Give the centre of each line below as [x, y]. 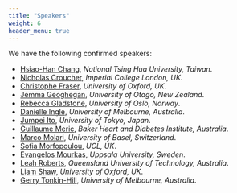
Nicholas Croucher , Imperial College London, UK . [101, 78]
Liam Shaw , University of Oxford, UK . [82, 172]
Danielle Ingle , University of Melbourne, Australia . [102, 112]
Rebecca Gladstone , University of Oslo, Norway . [100, 103]
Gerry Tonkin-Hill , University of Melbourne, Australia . [108, 180]
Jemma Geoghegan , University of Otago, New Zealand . [112, 95]
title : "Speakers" [39, 16]
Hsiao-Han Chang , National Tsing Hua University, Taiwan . [116, 69]
